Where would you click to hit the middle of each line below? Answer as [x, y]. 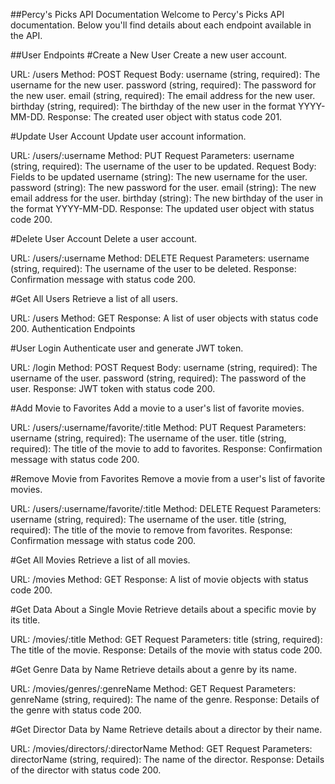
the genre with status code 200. [76, 710]
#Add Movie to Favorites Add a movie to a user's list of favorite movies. [157, 408]
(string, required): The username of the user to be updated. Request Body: [163, 166]
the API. [26, 35]
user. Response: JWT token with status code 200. [113, 388]
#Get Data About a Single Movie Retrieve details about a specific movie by [163, 609]
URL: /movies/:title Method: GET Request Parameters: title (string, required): [166, 639]
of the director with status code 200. [86, 770]
